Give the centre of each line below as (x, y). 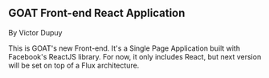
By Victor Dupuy (35, 32)
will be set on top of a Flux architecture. (74, 65)
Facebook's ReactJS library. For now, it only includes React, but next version (135, 56)
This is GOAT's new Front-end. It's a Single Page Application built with (124, 48)
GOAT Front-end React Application (97, 13)
